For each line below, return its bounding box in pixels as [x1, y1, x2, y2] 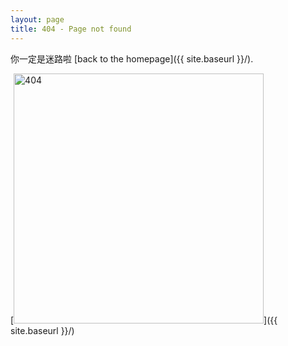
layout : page [10, 14, 65, 25]
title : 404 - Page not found [10, 24, 132, 34]
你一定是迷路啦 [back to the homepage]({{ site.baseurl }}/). [10, 52, 254, 65]
